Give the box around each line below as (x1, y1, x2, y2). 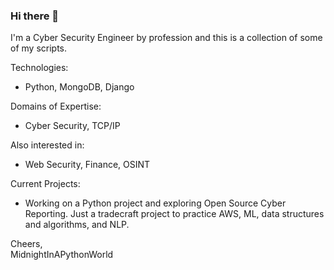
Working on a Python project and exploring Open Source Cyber (24, 197, 287, 209)
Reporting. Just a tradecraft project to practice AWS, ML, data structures (24, 208, 325, 220)
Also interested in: (10, 139, 85, 151)
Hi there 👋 (10, 9, 60, 23)
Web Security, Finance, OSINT (24, 159, 151, 171)
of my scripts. (10, 42, 68, 54)
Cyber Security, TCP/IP (24, 120, 121, 132)
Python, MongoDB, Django (24, 81, 135, 93)
